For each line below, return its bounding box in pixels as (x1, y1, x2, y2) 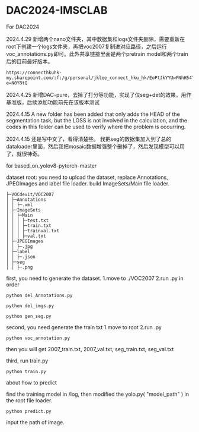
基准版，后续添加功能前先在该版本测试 (6, 99, 99, 106)
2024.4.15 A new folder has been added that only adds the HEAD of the (6, 111, 181, 118)
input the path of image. (6, 418, 65, 425)
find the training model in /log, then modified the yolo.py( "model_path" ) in (6, 390, 190, 398)
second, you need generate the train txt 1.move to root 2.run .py (6, 323, 162, 330)
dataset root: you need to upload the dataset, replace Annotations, (6, 174, 168, 181)
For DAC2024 (6, 23, 40, 30)
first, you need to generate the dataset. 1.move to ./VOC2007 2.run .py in (6, 275, 184, 282)
